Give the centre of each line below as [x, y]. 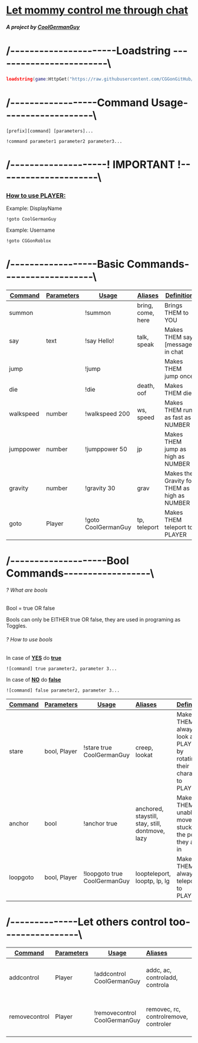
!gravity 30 [100, 488]
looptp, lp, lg [152, 881]
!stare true [98, 748]
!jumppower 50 [106, 449]
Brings [173, 305]
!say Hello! [100, 341]
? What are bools [27, 590]
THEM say [179, 337]
